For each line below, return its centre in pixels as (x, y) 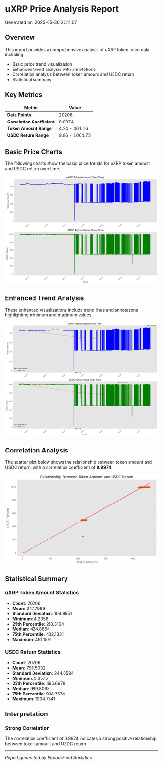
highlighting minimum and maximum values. (49, 315)
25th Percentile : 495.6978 (39, 683)
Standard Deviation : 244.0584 (43, 673)
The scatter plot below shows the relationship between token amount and (79, 462)
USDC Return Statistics (33, 652)
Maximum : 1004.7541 (34, 699)
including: (15, 54)
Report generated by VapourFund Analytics (49, 758)
